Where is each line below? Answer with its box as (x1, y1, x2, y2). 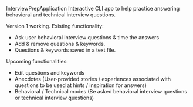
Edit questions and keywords (14, 69, 85, 76)
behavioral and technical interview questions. (6, 11, 116, 18)
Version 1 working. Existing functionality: (6, 23, 104, 29)
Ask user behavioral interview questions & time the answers (14, 34, 160, 41)
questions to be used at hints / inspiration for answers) (14, 82, 147, 89)
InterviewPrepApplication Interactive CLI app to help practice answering (6, 5, 180, 12)
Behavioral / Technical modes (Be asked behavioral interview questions (14, 88, 188, 95)
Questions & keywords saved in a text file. (14, 46, 116, 53)
